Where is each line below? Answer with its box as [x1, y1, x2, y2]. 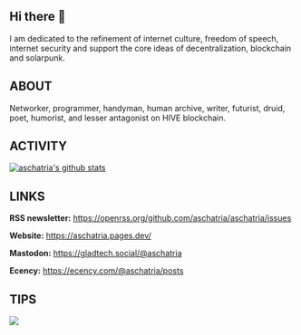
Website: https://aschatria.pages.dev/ [9, 230, 152, 241]
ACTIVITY [9, 139, 68, 154]
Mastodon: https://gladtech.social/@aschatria [9, 248, 183, 259]
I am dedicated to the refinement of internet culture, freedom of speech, [9, 33, 279, 43]
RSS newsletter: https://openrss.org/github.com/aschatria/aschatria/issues [9, 213, 292, 224]
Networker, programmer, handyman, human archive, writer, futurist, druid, [9, 102, 286, 113]
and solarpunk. [9, 52, 66, 63]
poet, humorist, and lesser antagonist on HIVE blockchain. [9, 112, 227, 123]
